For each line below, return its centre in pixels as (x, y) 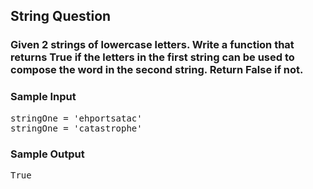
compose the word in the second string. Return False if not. (157, 70)
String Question (61, 16)
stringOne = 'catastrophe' (76, 128)
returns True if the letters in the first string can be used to (152, 57)
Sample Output (47, 154)
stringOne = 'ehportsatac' (76, 118)
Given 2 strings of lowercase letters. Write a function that (152, 45)
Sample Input (43, 97)
